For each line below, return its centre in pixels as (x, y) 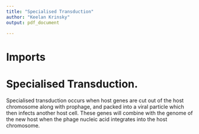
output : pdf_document (33, 22)
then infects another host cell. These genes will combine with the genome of (99, 113)
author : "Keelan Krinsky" (38, 17)
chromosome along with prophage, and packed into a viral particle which (95, 106)
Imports (26, 57)
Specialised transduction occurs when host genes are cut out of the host (95, 100)
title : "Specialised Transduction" (50, 12)
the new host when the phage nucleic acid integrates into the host (87, 119)
